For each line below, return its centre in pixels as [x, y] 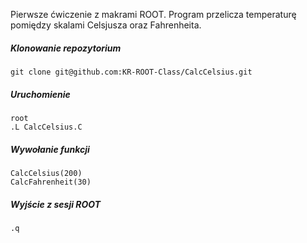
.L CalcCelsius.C [46, 127]
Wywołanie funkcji [50, 149]
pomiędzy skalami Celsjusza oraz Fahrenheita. [106, 25]
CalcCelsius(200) [46, 173]
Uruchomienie [40, 94]
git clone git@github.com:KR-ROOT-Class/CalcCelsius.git [131, 72]
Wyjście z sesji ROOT [56, 204]
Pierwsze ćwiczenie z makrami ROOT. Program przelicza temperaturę [153, 14]
